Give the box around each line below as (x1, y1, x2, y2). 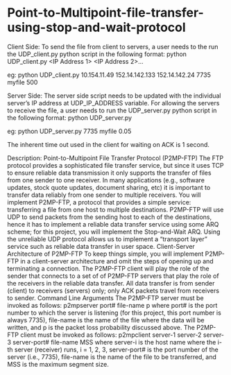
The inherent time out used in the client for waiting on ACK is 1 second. (7, 140, 210, 148)
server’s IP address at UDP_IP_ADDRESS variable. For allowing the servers (7, 98, 220, 107)
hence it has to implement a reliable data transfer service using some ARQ (7, 220, 219, 228)
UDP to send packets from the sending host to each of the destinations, (7, 213, 212, 221)
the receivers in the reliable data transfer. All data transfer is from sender (7, 279, 215, 287)
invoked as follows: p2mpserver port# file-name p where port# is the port (7, 301, 218, 309)
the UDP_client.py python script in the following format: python (7, 50, 187, 58)
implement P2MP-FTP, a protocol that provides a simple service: (7, 198, 191, 206)
